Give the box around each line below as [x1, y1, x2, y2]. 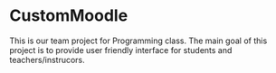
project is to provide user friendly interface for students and [9, 44, 233, 55]
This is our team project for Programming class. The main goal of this [9, 35, 268, 46]
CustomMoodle [9, 5, 128, 26]
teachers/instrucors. [9, 54, 86, 65]
